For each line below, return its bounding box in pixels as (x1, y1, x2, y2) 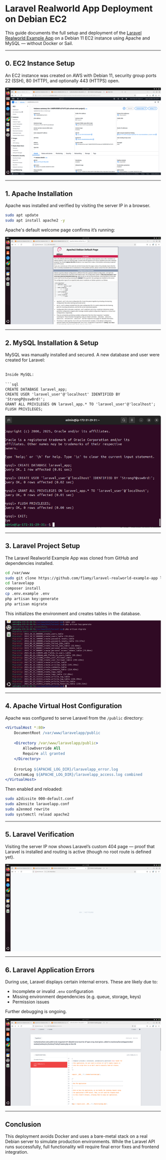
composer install (5, 586, 41, 591)
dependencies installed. (5, 560, 54, 566)
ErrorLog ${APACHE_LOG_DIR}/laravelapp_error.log (14, 767, 119, 772)
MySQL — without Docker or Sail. (5, 40, 73, 46)
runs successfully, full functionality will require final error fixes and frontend (5, 1144, 159, 1150)
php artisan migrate (5, 601, 48, 606)
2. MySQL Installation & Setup (5, 339, 99, 347)
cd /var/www (5, 570, 30, 575)
